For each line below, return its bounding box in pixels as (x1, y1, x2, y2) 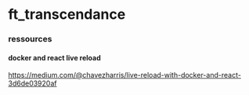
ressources (8, 34, 52, 45)
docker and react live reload (8, 53, 101, 62)
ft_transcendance (8, 5, 126, 24)
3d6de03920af (8, 79, 57, 88)
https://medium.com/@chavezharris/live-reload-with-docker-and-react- (8, 71, 241, 80)
